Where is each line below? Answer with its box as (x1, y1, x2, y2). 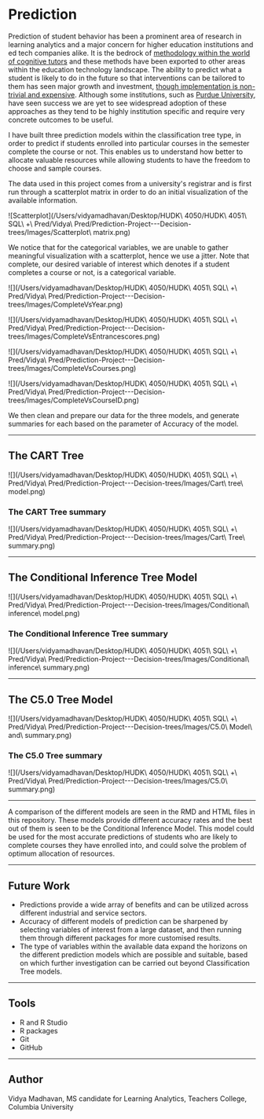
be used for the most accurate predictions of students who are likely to (8, 832, 238, 842)
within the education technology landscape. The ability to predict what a (8, 64, 242, 74)
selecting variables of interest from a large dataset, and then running (19, 925, 242, 934)
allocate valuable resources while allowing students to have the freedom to (8, 155, 251, 164)
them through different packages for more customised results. (19, 934, 222, 943)
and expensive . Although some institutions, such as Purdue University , (27, 90, 256, 99)
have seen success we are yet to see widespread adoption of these (8, 98, 227, 108)
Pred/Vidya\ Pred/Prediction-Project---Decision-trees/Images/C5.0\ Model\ (8, 721, 253, 732)
